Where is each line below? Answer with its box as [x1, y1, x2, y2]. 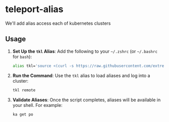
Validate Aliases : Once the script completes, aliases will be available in [12, 97, 161, 103]
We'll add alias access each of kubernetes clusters [5, 20, 111, 26]
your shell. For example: [12, 102, 63, 108]
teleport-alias [5, 4, 64, 15]
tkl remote [12, 87, 36, 93]
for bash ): [12, 53, 32, 59]
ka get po [12, 112, 34, 117]
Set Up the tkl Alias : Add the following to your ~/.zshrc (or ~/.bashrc [12, 48, 158, 54]
